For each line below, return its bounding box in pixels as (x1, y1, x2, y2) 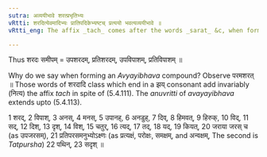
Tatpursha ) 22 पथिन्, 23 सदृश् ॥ (8, 140, 104, 149)
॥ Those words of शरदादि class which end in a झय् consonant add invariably (8, 80, 250, 90)
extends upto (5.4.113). (8, 98, 82, 107)
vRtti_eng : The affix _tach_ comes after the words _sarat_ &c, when (8, 26, 244, 34)
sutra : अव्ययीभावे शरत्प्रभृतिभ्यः (8, 11, 84, 20)
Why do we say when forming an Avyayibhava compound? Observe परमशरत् (8, 71, 254, 80)
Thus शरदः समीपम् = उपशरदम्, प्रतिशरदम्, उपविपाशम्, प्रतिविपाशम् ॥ (8, 55, 183, 64)
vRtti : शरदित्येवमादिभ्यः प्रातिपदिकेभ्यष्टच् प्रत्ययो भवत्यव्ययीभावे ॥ (8, 19, 161, 27)
